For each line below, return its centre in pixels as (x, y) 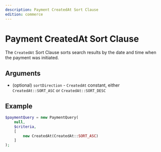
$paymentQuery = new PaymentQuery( (42, 118)
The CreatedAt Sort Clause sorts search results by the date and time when (81, 52)
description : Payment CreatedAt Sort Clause (52, 10)
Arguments (23, 73)
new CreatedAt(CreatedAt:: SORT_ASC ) (61, 136)
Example (19, 106)
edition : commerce (24, 14)
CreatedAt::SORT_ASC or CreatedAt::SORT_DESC (59, 91)
